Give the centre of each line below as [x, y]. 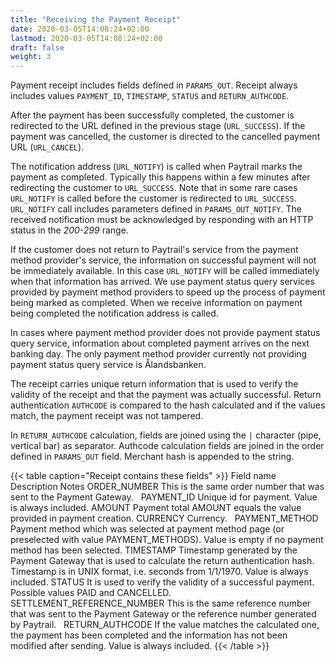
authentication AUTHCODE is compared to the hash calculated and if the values [168, 405]
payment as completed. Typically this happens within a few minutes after [160, 177]
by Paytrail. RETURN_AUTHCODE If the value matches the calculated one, [165, 625]
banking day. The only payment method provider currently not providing [159, 354]
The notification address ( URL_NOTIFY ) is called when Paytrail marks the [156, 167]
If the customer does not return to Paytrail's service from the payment [154, 250]
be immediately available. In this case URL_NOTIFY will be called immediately [165, 271]
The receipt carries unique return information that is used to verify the [154, 384]
